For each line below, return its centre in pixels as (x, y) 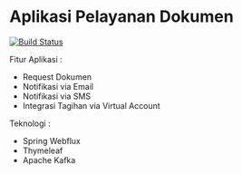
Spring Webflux (52, 140)
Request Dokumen (57, 77)
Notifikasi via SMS (57, 96)
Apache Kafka (49, 159)
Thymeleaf (43, 150)
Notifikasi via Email (58, 86)
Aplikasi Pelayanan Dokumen (121, 17)
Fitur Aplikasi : (36, 59)
